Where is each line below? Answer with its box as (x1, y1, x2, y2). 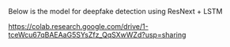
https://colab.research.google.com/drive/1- (8, 22, 149, 31)
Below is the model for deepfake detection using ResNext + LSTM (8, 7, 223, 16)
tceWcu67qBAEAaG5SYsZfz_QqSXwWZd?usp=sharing (8, 31, 187, 39)
